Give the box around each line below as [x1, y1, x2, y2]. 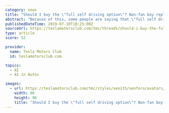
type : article [5, 31, 35, 36]
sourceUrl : [5, 26, 28, 31]
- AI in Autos [10, 72, 39, 77]
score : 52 [5, 36, 26, 41]
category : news [5, 7, 37, 13]
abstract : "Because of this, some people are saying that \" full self [5, 17, 156, 22]
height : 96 [14, 95, 37, 100]
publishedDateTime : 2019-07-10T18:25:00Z [5, 21, 94, 27]
